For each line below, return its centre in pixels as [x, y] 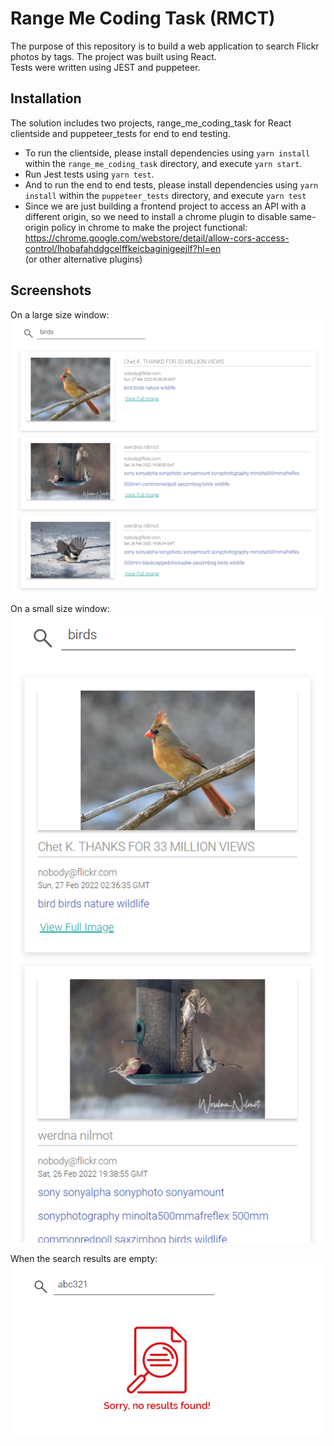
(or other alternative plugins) [83, 259]
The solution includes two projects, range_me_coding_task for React [151, 123]
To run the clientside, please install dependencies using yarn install [167, 153]
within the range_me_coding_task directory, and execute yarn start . [163, 163]
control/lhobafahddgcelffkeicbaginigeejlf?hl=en [123, 248]
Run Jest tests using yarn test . [89, 174]
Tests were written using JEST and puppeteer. [105, 67]
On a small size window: [60, 608]
